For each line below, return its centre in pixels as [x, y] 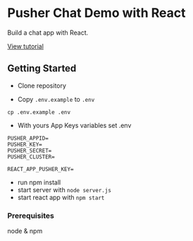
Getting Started [42, 69]
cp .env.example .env [39, 112]
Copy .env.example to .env [56, 99]
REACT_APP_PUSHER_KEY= [41, 169]
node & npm [25, 231]
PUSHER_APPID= [28, 138]
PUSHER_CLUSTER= [31, 157]
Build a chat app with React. [48, 33]
